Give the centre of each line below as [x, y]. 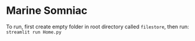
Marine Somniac [47, 11]
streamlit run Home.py [34, 32]
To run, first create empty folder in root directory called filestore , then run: [97, 27]
